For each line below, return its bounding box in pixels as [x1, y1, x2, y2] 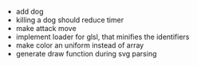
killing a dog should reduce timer [15, 15, 124, 25]
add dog [15, 7, 44, 16]
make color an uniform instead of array [15, 41, 144, 50]
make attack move [15, 24, 77, 33]
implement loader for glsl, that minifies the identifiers [15, 32, 190, 41]
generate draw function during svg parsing [15, 49, 157, 58]
